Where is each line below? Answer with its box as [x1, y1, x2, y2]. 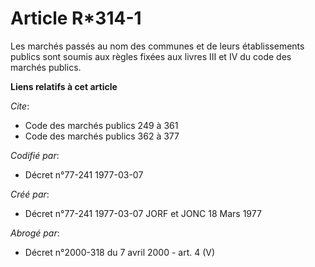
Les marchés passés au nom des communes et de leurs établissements [10, 40, 305, 52]
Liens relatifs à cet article [10, 80, 118, 92]
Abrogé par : [10, 227, 60, 239]
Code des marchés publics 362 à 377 [24, 130, 180, 142]
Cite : [10, 100, 30, 112]
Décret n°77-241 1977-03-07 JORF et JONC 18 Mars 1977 [24, 207, 262, 219]
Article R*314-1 [10, 7, 142, 30]
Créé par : [10, 188, 50, 200]
